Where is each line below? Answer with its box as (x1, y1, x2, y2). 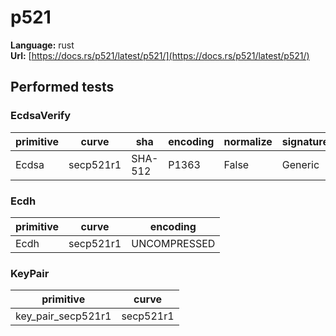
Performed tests (10, 79, 115, 96)
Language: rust (10, 39, 75, 51)
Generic (281, 157, 320, 171)
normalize (223, 134, 273, 148)
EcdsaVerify (10, 109, 72, 123)
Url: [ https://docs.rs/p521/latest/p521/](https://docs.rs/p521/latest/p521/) (10, 49, 310, 61)
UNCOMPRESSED (131, 236, 216, 250)
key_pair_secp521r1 (15, 309, 112, 323)
